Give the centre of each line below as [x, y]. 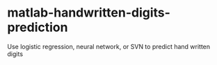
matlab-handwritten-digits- [89, 13]
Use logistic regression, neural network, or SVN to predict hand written [109, 46]
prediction [38, 27]
